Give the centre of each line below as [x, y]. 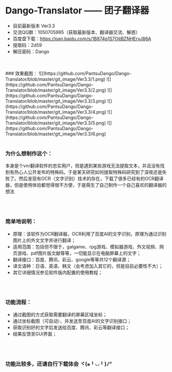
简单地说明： [21, 222]
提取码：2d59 [27, 45]
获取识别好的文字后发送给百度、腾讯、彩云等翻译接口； [71, 327]
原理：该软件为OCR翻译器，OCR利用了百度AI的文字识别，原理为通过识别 [90, 234]
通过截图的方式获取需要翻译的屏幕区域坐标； [60, 314]
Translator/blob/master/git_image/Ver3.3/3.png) [56, 101]
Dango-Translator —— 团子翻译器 [77, 11]
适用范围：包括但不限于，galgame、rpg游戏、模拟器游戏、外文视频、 [86, 246]
